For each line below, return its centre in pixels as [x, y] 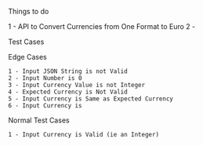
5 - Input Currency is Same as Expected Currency [91, 99]
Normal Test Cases [39, 120]
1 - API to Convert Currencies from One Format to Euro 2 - [102, 26]
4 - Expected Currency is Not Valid [68, 92]
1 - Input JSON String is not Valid [68, 71]
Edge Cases [27, 57]
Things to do [29, 11]
